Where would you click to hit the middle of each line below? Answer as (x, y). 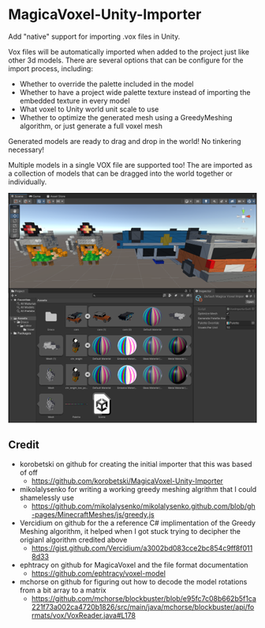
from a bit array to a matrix (63, 590)
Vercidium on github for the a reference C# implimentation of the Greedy (138, 523)
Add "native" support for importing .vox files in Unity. (94, 36)
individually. (28, 182)
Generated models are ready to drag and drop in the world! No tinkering (125, 141)
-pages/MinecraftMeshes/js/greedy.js (93, 514)
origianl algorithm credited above (73, 539)
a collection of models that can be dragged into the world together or (120, 173)
